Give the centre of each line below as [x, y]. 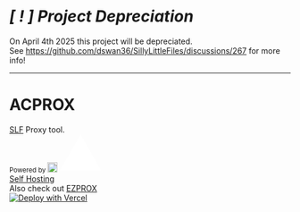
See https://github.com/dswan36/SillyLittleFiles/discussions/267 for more [145, 50]
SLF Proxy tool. [37, 129]
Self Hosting [32, 178]
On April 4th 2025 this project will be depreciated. [101, 41]
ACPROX [42, 105]
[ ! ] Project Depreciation [101, 17]
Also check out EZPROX [53, 188]
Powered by [28, 170]
